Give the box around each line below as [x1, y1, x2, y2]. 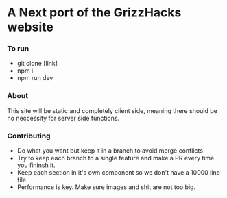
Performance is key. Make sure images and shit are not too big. [16, 183, 196, 191]
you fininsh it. [16, 161, 56, 169]
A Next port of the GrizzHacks [7, 5, 182, 21]
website [7, 19, 53, 35]
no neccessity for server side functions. [7, 114, 120, 122]
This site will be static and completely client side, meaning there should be [7, 106, 217, 114]
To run [7, 44, 29, 53]
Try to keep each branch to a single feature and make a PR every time [16, 154, 215, 162]
